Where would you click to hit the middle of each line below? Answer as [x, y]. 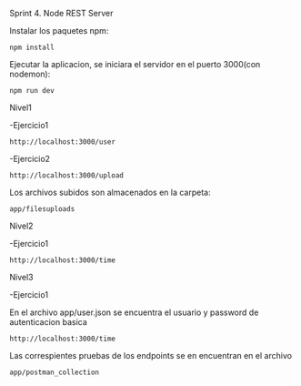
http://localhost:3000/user [63, 142]
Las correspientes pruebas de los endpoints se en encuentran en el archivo [151, 356]
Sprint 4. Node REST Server [61, 13]
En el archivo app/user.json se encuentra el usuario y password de [134, 312]
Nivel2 [21, 226]
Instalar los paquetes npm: [59, 30]
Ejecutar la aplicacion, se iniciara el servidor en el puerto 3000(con [135, 64]
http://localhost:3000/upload [67, 176]
